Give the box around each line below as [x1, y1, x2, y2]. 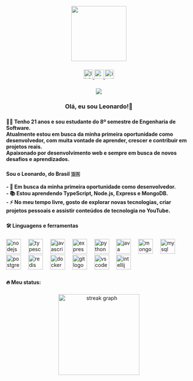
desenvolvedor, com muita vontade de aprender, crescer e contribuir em [6, 136, 187, 143]
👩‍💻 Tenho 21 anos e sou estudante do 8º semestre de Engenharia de [6, 118, 176, 125]
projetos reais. [6, 143, 42, 150]
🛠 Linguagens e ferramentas [6, 222, 78, 229]
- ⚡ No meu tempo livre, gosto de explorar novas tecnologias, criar [6, 198, 172, 205]
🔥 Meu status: [6, 279, 41, 286]
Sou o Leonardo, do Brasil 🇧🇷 [6, 170, 81, 177]
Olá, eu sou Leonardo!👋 [64, 102, 133, 111]
